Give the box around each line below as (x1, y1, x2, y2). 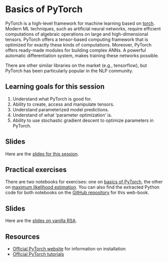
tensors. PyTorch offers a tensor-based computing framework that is (5, 36, 148, 42)
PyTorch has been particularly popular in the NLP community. (5, 67, 133, 74)
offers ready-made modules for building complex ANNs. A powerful (5, 47, 146, 53)
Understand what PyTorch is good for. (12, 96, 92, 102)
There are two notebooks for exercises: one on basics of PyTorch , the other (5, 179, 163, 185)
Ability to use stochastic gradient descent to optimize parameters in (12, 117, 154, 123)
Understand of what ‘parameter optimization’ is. (12, 112, 112, 118)
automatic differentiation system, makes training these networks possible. (5, 52, 159, 59)
